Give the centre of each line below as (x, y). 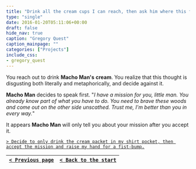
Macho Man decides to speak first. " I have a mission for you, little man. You (97, 95)
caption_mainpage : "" (32, 44)
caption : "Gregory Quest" (37, 39)
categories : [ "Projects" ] (37, 50)
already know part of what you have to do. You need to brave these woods (96, 101)
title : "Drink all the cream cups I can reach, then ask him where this (96, 11)
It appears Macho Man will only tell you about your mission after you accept (97, 125)
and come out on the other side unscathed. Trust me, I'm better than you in (97, 107)
